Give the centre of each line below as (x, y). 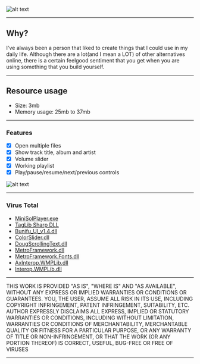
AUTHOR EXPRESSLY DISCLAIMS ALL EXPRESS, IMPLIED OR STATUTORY (98, 311)
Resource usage (37, 91)
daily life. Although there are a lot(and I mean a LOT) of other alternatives (96, 54)
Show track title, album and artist (55, 152)
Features (19, 133)
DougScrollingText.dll (41, 243)
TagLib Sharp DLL (37, 225)
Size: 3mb (27, 105)
